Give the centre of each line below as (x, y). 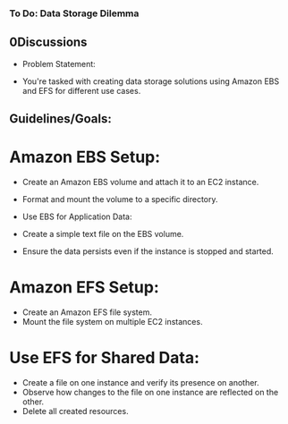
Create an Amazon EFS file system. (87, 312)
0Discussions (48, 42)
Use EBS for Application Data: (77, 216)
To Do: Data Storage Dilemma (74, 13)
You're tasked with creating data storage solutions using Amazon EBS (151, 81)
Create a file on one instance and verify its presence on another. (140, 382)
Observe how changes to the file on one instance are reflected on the (150, 392)
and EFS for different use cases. (81, 90)
